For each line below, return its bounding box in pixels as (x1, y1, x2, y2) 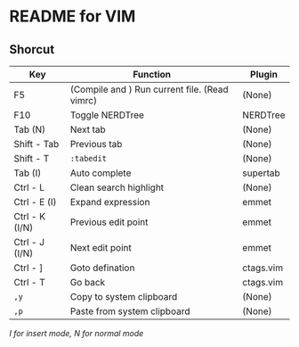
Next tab (69, 123, 107, 136)
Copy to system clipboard (69, 291, 178, 302)
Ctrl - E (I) (13, 196, 57, 208)
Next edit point (69, 242, 132, 253)
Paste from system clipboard (69, 305, 190, 318)
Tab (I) (13, 167, 42, 179)
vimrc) (69, 95, 98, 106)
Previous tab (69, 138, 123, 150)
